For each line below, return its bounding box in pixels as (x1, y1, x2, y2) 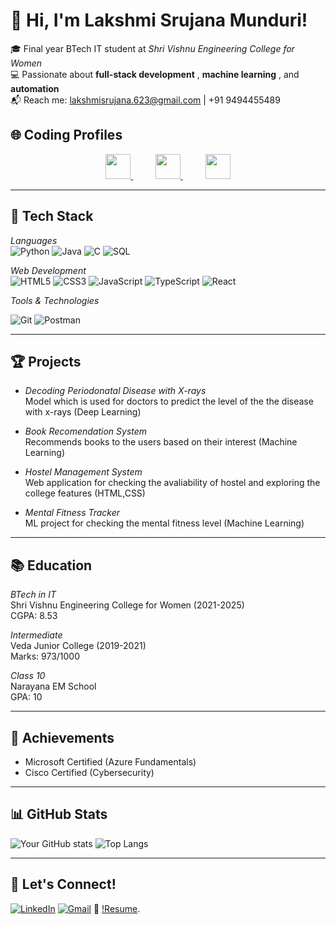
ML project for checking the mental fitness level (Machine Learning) (24, 517, 305, 529)
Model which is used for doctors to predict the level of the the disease (24, 395, 314, 408)
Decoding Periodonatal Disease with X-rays (24, 385, 207, 397)
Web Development (10, 264, 87, 276)
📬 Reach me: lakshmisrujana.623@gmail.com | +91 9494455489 (10, 94, 281, 106)
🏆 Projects (10, 353, 82, 370)
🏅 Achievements (10, 729, 115, 746)
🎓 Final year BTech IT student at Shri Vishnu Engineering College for (10, 42, 295, 54)
